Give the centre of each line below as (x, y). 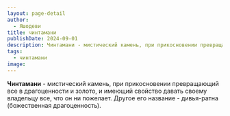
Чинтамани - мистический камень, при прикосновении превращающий (113, 83)
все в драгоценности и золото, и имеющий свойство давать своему (107, 91)
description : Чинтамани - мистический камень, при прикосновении (102, 45)
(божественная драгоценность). (54, 105)
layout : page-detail (37, 13)
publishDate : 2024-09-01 (42, 39)
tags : (15, 52)
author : (18, 20)
